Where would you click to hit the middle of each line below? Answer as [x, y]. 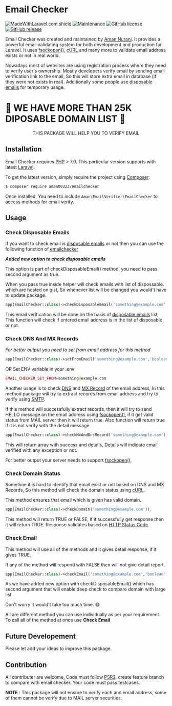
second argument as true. [33, 274]
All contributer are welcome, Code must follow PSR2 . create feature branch [85, 677]
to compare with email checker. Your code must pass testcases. [73, 683]
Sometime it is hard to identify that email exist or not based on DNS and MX [85, 485]
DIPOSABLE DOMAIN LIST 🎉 [65, 119]
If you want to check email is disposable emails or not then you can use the [84, 244]
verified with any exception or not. [41, 450]
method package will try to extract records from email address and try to [82, 394]
